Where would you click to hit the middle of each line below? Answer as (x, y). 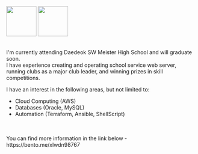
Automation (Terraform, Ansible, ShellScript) (70, 114)
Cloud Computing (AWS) (45, 101)
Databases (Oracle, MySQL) (50, 107)
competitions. (23, 78)
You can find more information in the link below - (67, 138)
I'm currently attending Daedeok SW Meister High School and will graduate (99, 52)
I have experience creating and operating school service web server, (91, 65)
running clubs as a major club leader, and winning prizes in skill (85, 71)
